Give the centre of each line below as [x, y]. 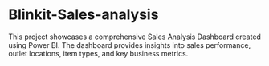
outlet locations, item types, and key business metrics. [98, 53]
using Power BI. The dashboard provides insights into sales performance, [130, 45]
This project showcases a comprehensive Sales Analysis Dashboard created [134, 37]
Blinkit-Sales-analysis [84, 15]
